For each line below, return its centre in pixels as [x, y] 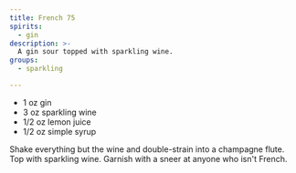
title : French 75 [42, 18]
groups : [24, 60]
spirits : [26, 26]
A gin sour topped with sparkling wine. [95, 52]
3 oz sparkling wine [60, 112]
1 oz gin [37, 102]
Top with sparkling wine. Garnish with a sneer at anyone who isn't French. [148, 158]
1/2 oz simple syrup [59, 131]
